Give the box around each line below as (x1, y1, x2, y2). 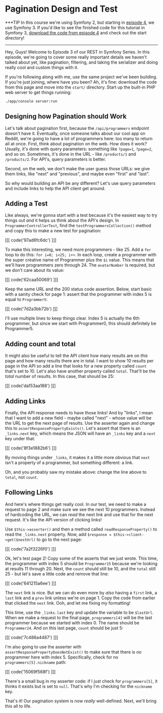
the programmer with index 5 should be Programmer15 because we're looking (5, 560, 158, 566)
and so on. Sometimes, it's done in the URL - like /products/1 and (5, 151, 136, 157)
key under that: (5, 436, 35, 442)
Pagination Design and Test (5, 3, 118, 15)
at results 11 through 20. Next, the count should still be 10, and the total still (5, 566, 156, 571)
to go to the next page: (36, 536, 82, 542)
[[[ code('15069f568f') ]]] (5, 669, 56, 675)
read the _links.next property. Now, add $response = (5, 531, 112, 537)
